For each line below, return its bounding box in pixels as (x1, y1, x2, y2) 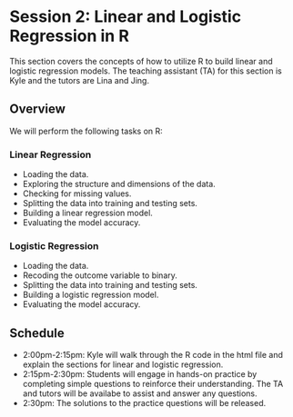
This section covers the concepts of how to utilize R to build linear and (9, 55, 273, 66)
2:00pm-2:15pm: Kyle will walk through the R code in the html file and (22, 350, 284, 361)
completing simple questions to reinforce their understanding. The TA (22, 379, 284, 390)
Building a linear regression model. (22, 207, 153, 219)
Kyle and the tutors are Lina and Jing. (9, 74, 150, 85)
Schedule (9, 325, 66, 341)
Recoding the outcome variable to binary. (22, 270, 177, 281)
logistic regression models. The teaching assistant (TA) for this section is (9, 65, 282, 76)
